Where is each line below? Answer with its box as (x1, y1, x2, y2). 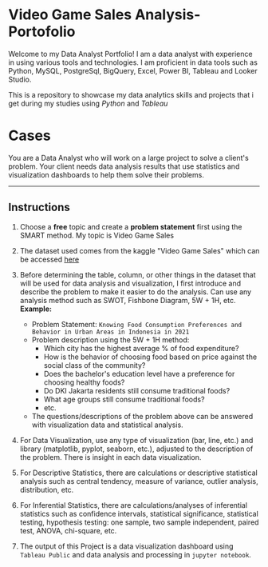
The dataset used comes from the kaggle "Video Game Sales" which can (19, 246, 260, 255)
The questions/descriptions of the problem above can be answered (31, 411, 254, 421)
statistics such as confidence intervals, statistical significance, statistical (19, 509, 259, 518)
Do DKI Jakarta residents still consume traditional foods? (43, 385, 231, 395)
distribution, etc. (19, 485, 74, 494)
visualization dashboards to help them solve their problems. (8, 170, 205, 179)
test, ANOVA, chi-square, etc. (19, 525, 117, 535)
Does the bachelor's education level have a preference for (43, 369, 235, 378)
